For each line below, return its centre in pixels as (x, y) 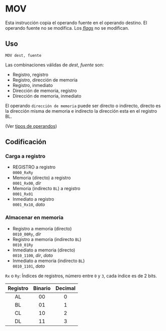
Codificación (26, 142)
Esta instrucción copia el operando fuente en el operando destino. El (76, 23)
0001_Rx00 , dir (27, 183)
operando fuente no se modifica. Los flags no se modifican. (67, 28)
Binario (42, 288)
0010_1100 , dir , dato (33, 255)
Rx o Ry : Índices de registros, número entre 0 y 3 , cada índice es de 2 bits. (81, 276)
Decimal (65, 288)
